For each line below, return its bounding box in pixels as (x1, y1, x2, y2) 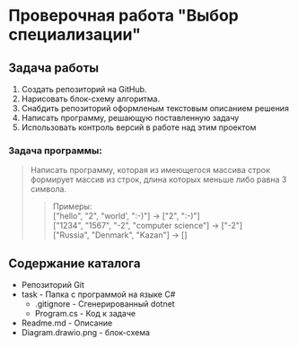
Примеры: (52, 201, 92, 212)
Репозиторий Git (21, 280, 84, 291)
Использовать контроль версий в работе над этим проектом (21, 122, 257, 133)
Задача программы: (8, 144, 102, 157)
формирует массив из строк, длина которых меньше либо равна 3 (30, 174, 287, 185)
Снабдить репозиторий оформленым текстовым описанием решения (21, 103, 289, 113)
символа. (30, 184, 67, 195)
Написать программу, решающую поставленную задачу (21, 113, 240, 123)
